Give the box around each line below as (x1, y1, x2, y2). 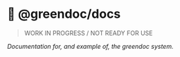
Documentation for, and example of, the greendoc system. (7, 42, 174, 50)
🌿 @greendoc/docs (7, 6, 121, 22)
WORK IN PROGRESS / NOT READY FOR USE (24, 29, 154, 37)
